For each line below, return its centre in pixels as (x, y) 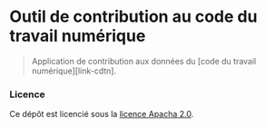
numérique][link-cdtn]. (74, 71)
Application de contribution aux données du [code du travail (144, 61)
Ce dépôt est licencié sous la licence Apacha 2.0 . (102, 114)
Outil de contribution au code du (133, 17)
